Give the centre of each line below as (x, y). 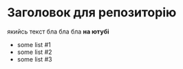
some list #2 (35, 52)
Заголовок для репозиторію (92, 13)
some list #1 (34, 44)
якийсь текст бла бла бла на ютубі (58, 31)
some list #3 (35, 59)
